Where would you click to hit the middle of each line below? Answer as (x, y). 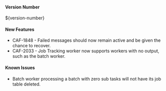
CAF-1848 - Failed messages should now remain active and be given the (86, 40)
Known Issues (20, 68)
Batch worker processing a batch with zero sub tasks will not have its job (87, 79)
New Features (20, 29)
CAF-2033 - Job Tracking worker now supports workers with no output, (86, 51)
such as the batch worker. (39, 56)
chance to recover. (31, 46)
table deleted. (26, 84)
